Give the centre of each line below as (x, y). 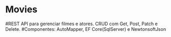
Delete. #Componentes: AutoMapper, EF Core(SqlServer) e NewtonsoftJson (86, 29)
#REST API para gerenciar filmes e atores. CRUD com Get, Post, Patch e (82, 24)
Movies (21, 10)
